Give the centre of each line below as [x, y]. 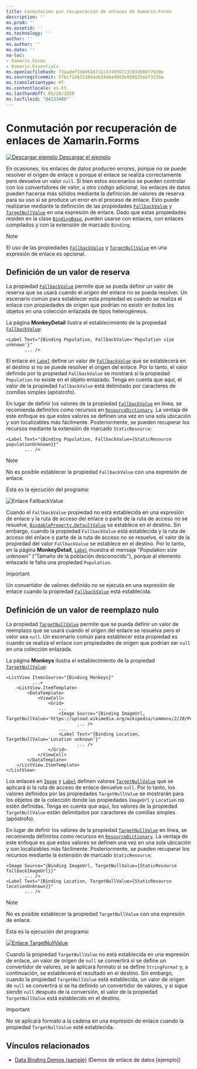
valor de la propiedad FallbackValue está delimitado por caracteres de [91, 386]
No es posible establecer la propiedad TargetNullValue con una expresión [95, 914]
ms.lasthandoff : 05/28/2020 [40, 94]
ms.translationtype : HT [35, 83]
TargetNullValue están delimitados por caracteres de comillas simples [91, 812]
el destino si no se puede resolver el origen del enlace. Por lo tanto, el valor [97, 367]
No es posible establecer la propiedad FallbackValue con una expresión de [97, 472]
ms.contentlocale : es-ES [36, 88]
